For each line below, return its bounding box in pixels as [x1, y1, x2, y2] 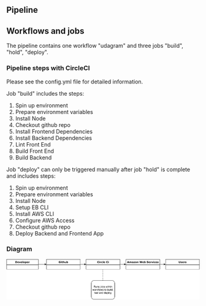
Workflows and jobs [6, 26, 85, 36]
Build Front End [15, 147, 54, 155]
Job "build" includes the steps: [6, 90, 85, 97]
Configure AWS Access [15, 216, 75, 224]
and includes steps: [6, 172, 56, 180]
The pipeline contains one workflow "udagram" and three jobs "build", [6, 42, 184, 50]
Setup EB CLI [15, 204, 49, 211]
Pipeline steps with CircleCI [6, 64, 90, 72]
